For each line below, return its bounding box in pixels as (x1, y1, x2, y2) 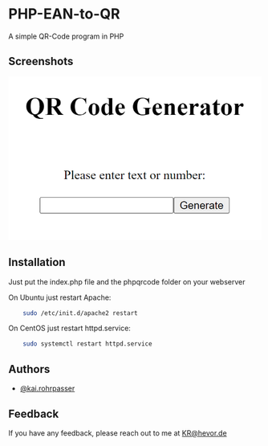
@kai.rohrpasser (19, 383, 75, 394)
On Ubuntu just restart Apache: (8, 293, 112, 302)
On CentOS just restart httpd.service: (8, 323, 131, 333)
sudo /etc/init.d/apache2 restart (22, 309, 138, 317)
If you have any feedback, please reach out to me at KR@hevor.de (8, 428, 227, 438)
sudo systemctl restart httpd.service (22, 340, 152, 348)
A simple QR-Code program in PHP (8, 31, 124, 41)
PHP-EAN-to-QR (8, 5, 120, 23)
